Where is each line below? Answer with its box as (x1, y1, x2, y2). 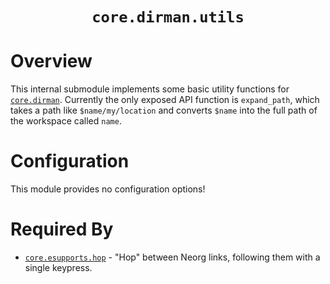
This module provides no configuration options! (10, 183, 206, 195)
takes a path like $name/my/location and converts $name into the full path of (10, 104, 318, 117)
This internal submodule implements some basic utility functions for (10, 83, 290, 95)
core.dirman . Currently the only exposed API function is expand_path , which (10, 94, 320, 106)
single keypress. (24, 262, 93, 273)
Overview (10, 50, 93, 73)
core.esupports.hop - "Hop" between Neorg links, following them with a (24, 251, 321, 263)
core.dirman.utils (91, 8, 245, 27)
